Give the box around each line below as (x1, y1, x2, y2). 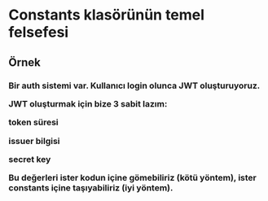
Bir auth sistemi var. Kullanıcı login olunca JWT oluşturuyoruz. (8, 80, 261, 91)
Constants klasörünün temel (8, 6, 205, 24)
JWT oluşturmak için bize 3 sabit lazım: (8, 98, 168, 109)
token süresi (8, 116, 59, 128)
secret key (8, 154, 51, 164)
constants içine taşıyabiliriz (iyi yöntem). (8, 182, 174, 194)
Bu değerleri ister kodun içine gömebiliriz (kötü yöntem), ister (8, 173, 257, 184)
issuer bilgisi (8, 135, 60, 146)
